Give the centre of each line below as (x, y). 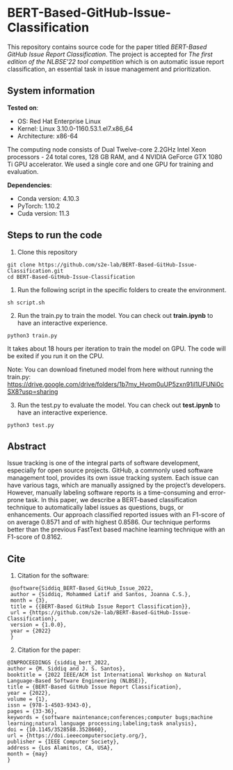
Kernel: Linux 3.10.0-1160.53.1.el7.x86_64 (75, 128)
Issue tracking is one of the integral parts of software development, (104, 463)
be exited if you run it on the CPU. (56, 355)
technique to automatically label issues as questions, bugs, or (96, 507)
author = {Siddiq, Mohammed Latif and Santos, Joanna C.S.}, (101, 595)
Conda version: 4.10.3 (48, 198)
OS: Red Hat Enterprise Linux (59, 121)
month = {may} (28, 754)
